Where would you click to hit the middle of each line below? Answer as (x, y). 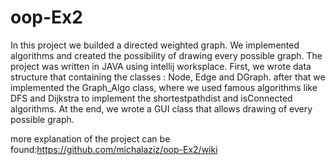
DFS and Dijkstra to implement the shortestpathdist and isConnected (151, 98)
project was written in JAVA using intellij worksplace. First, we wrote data (161, 66)
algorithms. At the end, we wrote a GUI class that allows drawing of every (161, 108)
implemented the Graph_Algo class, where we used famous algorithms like (164, 87)
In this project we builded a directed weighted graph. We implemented (155, 45)
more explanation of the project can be (90, 138)
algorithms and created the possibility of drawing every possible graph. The (166, 55)
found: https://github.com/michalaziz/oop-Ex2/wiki (114, 149)
